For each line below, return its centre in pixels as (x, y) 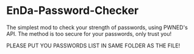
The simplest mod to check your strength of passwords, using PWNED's (97, 27)
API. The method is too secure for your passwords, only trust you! (89, 33)
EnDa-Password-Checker (73, 11)
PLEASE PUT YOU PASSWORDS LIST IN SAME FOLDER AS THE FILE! (93, 46)
